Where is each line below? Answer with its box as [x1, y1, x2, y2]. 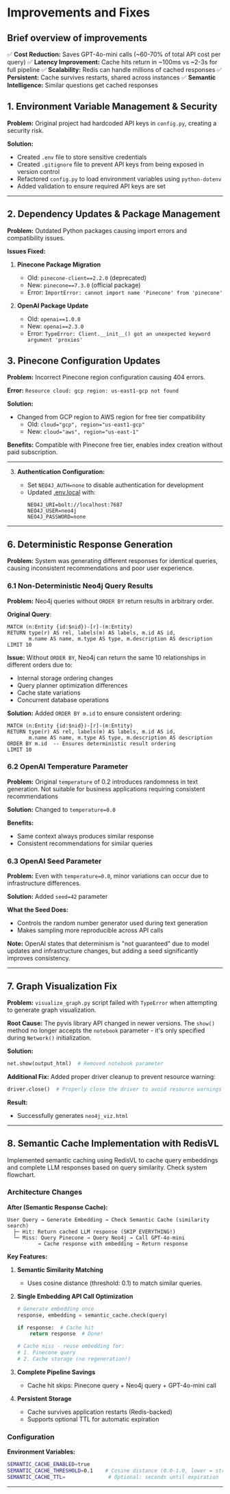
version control [16, 167, 60, 175]
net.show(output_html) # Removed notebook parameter [7, 1060, 164, 1067]
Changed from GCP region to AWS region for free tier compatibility [16, 413, 205, 421]
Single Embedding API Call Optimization [16, 1292, 133, 1300]
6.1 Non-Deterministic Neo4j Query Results [7, 581, 153, 590]
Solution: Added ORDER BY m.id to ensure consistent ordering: [7, 709, 182, 717]
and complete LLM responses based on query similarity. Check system [7, 1163, 207, 1171]
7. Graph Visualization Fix [7, 980, 118, 992]
